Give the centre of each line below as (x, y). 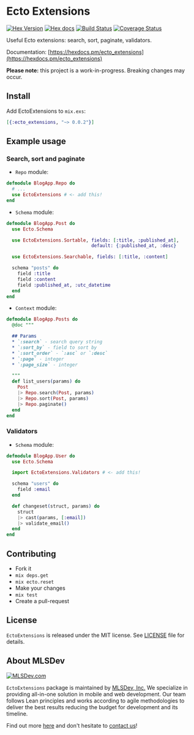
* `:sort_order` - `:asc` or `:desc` (60, 353)
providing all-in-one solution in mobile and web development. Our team (96, 694)
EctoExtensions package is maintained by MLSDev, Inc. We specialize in (97, 687)
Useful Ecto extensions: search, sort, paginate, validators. (79, 40)
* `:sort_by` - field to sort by (54, 348)
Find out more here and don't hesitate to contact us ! (72, 725)
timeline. (17, 714)
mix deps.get (32, 576)
